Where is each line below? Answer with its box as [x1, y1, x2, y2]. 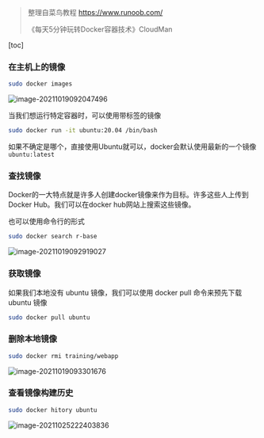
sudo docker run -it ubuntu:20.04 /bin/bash [8, 127, 158, 135]
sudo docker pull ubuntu [8, 313, 90, 322]
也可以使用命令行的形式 [8, 217, 85, 227]
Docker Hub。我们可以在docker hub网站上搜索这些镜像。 [8, 200, 196, 209]
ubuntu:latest [8, 150, 55, 159]
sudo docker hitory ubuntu [8, 406, 98, 414]
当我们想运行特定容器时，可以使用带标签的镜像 [8, 111, 161, 120]
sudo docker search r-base [8, 233, 98, 241]
